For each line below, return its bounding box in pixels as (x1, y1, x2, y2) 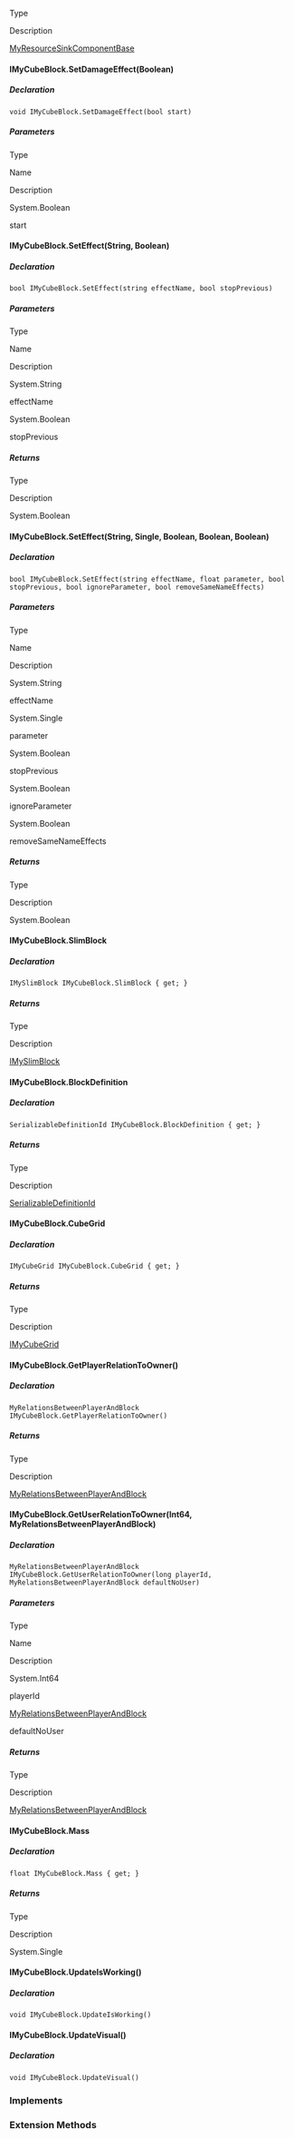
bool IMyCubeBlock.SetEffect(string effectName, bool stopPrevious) (9, 284, 273, 293)
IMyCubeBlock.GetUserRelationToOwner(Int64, (9, 1509, 193, 1520)
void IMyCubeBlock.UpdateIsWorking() (9, 2010, 152, 2020)
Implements (9, 2094, 63, 2106)
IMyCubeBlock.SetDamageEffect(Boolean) (9, 64, 175, 74)
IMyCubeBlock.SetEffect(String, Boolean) (9, 240, 170, 251)
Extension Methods (9, 2118, 97, 2131)
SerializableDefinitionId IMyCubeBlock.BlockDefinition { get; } (9, 1120, 261, 1129)
